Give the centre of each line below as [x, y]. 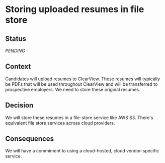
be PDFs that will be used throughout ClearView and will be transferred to [81, 84]
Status [16, 39]
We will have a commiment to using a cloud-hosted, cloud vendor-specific [82, 151]
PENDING [15, 51]
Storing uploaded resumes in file [75, 9]
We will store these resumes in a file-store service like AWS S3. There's [79, 118]
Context [18, 67]
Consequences [30, 139]
